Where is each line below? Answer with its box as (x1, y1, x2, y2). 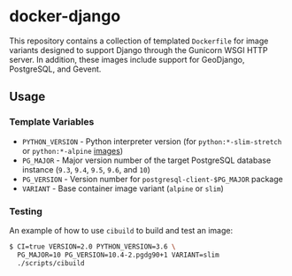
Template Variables (9, 116, 95, 128)
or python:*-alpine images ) (21, 145, 124, 156)
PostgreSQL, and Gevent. (9, 64, 102, 74)
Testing (9, 205, 42, 218)
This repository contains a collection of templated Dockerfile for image (9, 35, 269, 46)
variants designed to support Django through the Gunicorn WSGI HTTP (9, 44, 268, 55)
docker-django (9, 6, 121, 27)
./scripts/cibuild (17, 258, 86, 267)
